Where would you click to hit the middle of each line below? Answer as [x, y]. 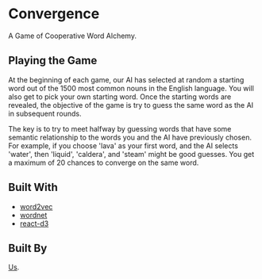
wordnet [33, 215]
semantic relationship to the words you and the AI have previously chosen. [130, 137]
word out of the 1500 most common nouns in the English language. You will [131, 88]
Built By [28, 248]
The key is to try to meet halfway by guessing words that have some [120, 128]
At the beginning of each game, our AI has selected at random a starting [126, 79]
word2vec [36, 206]
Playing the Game [53, 61]
